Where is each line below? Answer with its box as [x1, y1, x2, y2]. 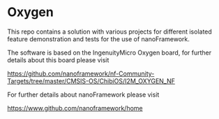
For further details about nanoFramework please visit [7, 90, 160, 99]
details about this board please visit [7, 55, 109, 64]
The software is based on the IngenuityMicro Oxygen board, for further [7, 48, 212, 57]
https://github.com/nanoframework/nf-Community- [7, 69, 155, 78]
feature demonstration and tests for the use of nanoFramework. [7, 34, 190, 43]
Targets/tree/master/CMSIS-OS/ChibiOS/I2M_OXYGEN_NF [7, 76, 176, 85]
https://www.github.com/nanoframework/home [7, 104, 143, 112]
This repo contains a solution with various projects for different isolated [7, 27, 213, 36]
